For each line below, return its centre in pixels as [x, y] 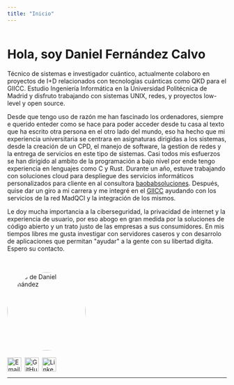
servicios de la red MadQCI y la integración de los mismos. [92, 198]
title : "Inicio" [31, 14]
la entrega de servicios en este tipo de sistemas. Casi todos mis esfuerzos [114, 153]
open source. [46, 103]
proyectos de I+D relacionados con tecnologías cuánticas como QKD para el [117, 81]
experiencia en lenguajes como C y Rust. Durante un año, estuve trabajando [116, 168]
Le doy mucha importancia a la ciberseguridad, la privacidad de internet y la [116, 211]
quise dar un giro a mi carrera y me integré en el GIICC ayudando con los [112, 190]
